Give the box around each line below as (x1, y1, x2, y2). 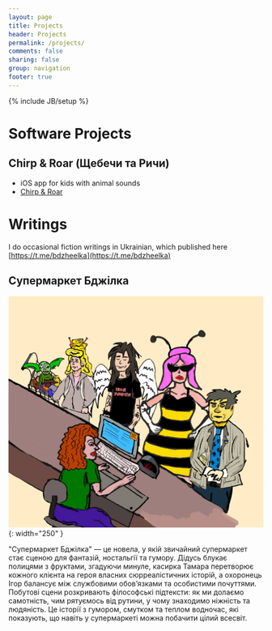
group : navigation (8, 65, 70, 73)
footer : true (8, 73, 53, 81)
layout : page (8, 13, 53, 21)
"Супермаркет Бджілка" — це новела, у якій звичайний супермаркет (8, 544, 249, 554)
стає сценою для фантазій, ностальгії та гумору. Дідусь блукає (8, 552, 228, 562)
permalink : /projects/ (8, 39, 85, 47)
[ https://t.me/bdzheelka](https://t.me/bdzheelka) (8, 250, 172, 260)
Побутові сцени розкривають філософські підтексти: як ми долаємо (8, 587, 244, 597)
